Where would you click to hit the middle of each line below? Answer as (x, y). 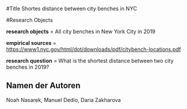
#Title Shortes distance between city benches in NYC (72, 9)
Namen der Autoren (43, 86)
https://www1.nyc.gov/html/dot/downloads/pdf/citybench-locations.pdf (93, 49)
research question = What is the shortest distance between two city (90, 61)
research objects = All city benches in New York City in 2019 (81, 31)
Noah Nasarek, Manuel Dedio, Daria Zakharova (64, 100)
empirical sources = (31, 43)
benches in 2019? (28, 67)
